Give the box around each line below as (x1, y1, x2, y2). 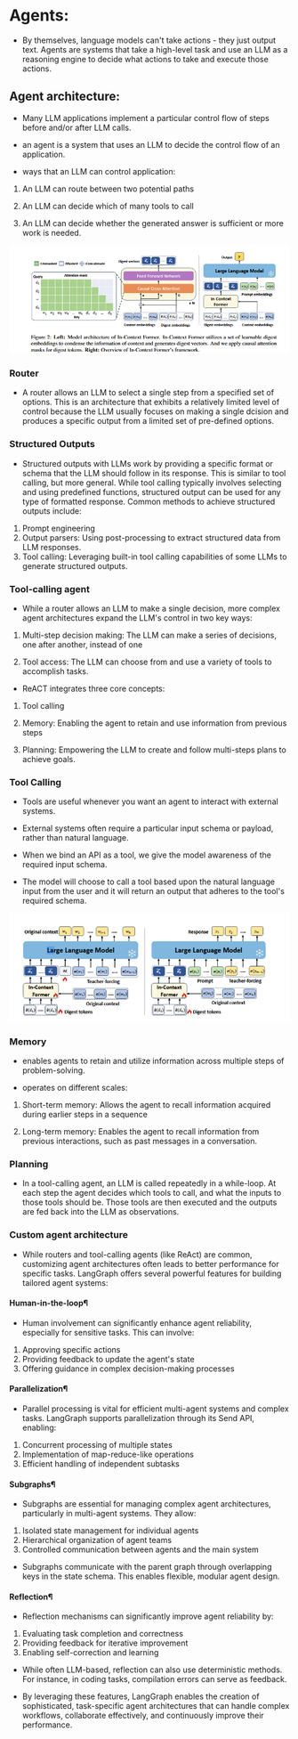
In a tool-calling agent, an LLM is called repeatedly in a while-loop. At (21, 1178, 277, 1189)
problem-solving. (21, 1065, 86, 1076)
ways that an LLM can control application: (21, 166, 176, 176)
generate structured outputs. (21, 560, 128, 571)
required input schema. (21, 859, 108, 870)
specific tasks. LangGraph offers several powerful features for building (21, 1268, 282, 1279)
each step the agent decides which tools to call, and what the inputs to (21, 1188, 282, 1199)
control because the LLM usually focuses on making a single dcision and (21, 406, 289, 417)
